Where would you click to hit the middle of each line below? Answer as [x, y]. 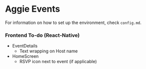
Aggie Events [32, 9]
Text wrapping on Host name [49, 51]
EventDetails [25, 46]
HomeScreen [25, 56]
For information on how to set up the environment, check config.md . [73, 23]
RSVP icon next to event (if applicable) [58, 62]
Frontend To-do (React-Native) [42, 35]
